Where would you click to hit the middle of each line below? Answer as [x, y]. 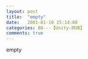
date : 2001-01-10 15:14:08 [42, 22]
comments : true [25, 33]
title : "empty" [26, 17]
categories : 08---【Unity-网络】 [45, 28]
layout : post [22, 11]
